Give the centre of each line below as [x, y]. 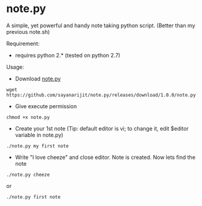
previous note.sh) [28, 31]
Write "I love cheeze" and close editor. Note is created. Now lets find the [105, 157]
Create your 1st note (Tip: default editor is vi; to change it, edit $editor [102, 128]
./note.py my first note [37, 146]
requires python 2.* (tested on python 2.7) [68, 55]
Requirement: [23, 43]
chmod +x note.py [28, 117]
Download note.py [38, 79]
